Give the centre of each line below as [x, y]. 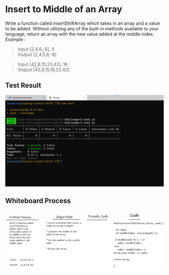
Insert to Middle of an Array [64, 9]
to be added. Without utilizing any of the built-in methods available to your [82, 28]
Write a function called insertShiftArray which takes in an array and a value [82, 23]
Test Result [23, 86]
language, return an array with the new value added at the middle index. [80, 34]
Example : [16, 39]
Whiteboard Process [38, 201]
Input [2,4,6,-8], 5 [36, 49]
